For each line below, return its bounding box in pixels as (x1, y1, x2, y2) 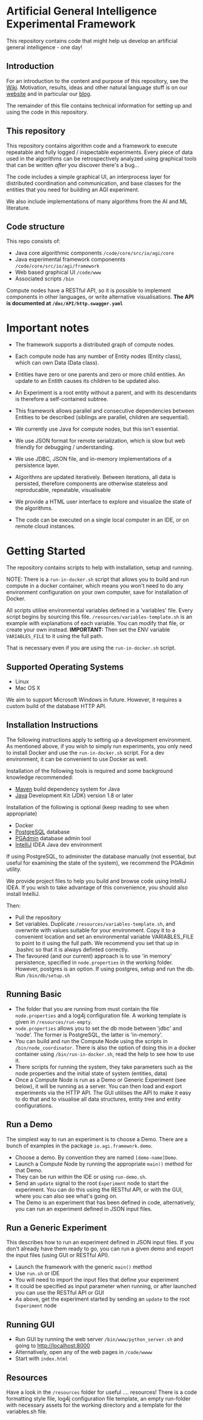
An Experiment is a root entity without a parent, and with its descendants (15, 389, 197, 396)
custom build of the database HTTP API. (6, 703, 107, 710)
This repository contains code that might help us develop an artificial (6, 37, 178, 44)
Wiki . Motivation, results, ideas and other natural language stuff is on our (6, 84, 188, 91)
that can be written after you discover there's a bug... (6, 161, 139, 168)
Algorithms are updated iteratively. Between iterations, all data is (15, 474, 176, 481)
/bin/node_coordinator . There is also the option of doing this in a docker (15, 1044, 196, 1051)
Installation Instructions (6, 720, 99, 731)
